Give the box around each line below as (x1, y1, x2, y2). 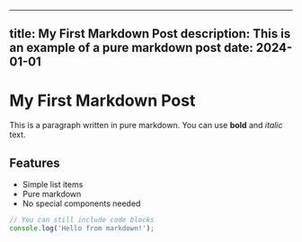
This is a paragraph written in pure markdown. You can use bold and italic (9, 120, 283, 131)
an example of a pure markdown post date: (9, 40, 254, 56)
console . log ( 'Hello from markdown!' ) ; (9, 224, 155, 233)
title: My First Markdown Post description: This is (9, 26, 291, 41)
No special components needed (22, 198, 141, 209)
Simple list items (22, 179, 84, 190)
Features (9, 155, 60, 170)
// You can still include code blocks (9, 216, 155, 225)
